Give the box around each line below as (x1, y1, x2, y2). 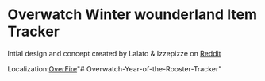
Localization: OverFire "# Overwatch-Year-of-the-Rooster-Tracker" (7, 64, 222, 73)
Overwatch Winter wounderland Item (7, 6, 258, 24)
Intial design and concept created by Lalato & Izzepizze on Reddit (7, 48, 221, 58)
